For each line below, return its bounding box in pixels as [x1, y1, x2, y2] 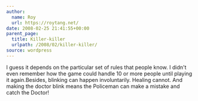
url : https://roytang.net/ [11, 20, 79, 26]
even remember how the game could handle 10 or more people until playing [6, 70, 193, 77]
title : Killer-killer [11, 36, 66, 42]
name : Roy [11, 14, 36, 20]
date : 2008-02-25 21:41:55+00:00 [6, 25, 90, 31]
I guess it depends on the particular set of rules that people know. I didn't [6, 64, 187, 71]
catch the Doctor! [6, 89, 50, 96]
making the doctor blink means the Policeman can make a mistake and [6, 83, 181, 90]
